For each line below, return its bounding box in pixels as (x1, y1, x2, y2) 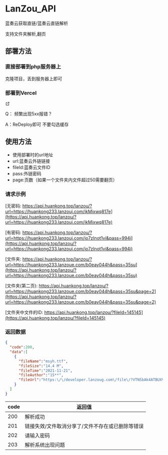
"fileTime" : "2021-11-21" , (18, 368, 72, 373)
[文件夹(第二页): (5, 283, 38, 289)
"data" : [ (9, 349, 28, 355)
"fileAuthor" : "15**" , (18, 373, 64, 378)
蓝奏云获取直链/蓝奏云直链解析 (5, 20, 68, 26)
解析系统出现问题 (24, 441, 65, 448)
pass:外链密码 (12, 170, 41, 176)
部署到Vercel (5, 89, 37, 96)
